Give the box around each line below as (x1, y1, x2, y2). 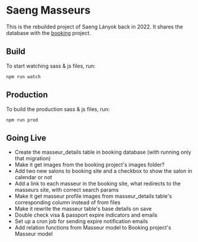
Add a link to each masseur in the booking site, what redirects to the (14, 180, 181, 187)
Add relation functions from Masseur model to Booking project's (14, 224, 171, 231)
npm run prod (6, 117, 38, 123)
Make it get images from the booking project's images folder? (14, 161, 165, 169)
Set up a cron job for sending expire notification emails (14, 218, 148, 225)
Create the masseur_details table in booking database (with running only (14, 149, 191, 156)
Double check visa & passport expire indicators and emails (14, 211, 158, 219)
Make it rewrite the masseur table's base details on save (14, 205, 152, 212)
